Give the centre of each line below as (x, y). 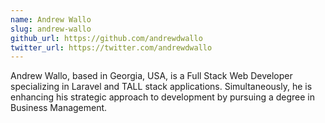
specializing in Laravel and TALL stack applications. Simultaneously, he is (161, 87)
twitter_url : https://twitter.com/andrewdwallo (111, 47)
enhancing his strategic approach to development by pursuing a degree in (163, 97)
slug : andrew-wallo (51, 29)
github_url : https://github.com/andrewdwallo (106, 38)
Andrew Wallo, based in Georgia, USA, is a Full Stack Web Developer (151, 76)
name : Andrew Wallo (51, 19)
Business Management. (59, 108)
